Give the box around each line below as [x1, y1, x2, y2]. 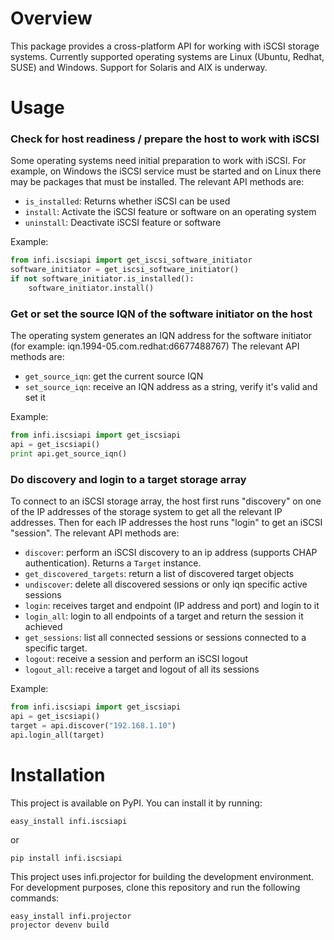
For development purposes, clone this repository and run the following [10, 881, 301, 893]
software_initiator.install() [28, 283, 155, 294]
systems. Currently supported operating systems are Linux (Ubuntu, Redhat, [10, 50, 325, 62]
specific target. [24, 642, 88, 654]
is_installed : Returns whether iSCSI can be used [24, 195, 231, 207]
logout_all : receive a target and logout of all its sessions [24, 663, 260, 676]
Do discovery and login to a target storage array [10, 472, 247, 486]
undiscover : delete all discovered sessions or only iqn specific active [24, 578, 308, 591]
